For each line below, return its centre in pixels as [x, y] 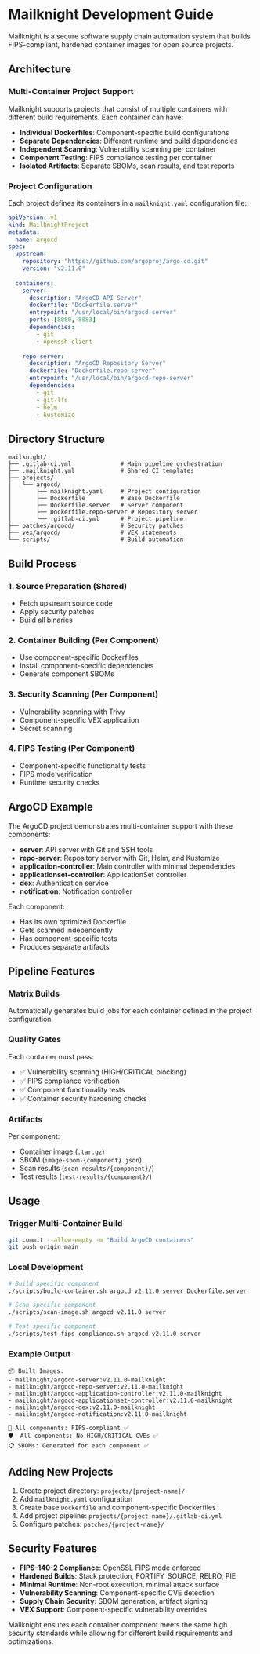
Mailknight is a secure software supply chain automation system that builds [130, 36]
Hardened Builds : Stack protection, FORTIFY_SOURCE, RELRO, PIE [128, 1575]
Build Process [42, 564]
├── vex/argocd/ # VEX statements [92, 533]
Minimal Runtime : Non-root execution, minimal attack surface [119, 1584]
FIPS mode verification [56, 774]
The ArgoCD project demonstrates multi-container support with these [121, 825]
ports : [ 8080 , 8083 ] [62, 320]
